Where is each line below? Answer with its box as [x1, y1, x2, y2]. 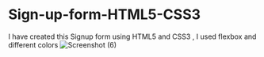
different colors [8, 40, 59, 49]
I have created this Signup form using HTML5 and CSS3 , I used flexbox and [8, 32, 257, 41]
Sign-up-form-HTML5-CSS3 [8, 6, 201, 24]
